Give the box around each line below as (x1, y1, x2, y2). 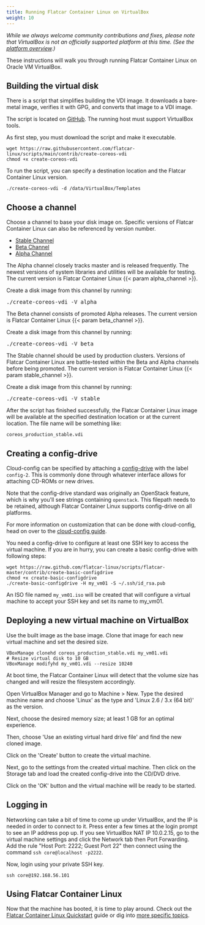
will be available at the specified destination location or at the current (6, 413, 181, 421)
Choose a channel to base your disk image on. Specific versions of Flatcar (6, 218, 194, 226)
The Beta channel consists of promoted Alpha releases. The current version (6, 310, 198, 318)
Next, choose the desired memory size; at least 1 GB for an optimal (6, 715, 174, 722)
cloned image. (6, 740, 43, 747)
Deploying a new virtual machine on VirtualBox (6, 615, 189, 626)
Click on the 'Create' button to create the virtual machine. (6, 751, 151, 759)
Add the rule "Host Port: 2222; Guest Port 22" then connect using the (6, 842, 182, 850)
